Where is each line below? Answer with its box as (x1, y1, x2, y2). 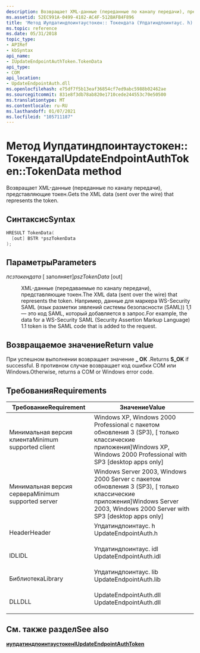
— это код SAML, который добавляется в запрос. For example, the (21, 310, 187, 317)
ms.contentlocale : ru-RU (6, 102, 68, 109)
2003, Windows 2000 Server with (94, 505, 190, 513)
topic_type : (6, 36, 36, 42)
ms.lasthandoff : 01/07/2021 (6, 108, 76, 114)
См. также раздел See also (6, 624, 109, 635)
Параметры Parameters (6, 258, 97, 268)
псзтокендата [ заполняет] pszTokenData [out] (6, 273, 123, 280)
